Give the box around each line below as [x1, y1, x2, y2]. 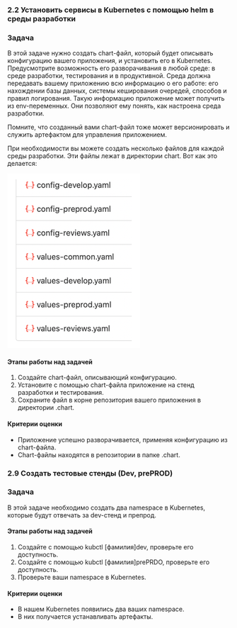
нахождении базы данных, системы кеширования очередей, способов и [7, 86, 228, 95]
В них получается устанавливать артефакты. [17, 612, 154, 621]
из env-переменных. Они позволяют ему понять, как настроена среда [7, 101, 221, 111]
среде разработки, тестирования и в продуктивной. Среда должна [7, 72, 211, 80]
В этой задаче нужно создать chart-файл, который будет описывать [7, 49, 214, 57]
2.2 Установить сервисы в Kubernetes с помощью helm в [7, 5, 214, 15]
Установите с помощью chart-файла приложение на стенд [17, 381, 195, 389]
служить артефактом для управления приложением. [7, 130, 168, 139]
